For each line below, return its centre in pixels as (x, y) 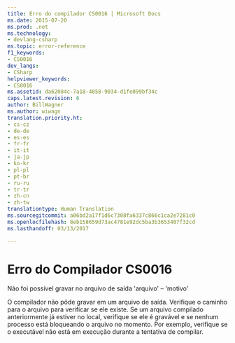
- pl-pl (19, 170)
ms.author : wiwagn (34, 111)
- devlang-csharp (33, 40)
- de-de (19, 131)
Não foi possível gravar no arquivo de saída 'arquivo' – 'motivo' (98, 288)
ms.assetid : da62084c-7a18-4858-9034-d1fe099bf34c (83, 92)
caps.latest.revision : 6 (43, 99)
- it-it (19, 150)
